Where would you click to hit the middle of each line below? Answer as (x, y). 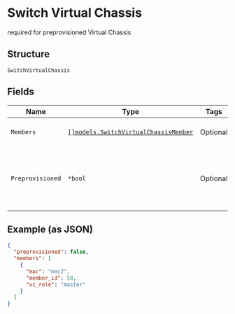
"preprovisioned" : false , (51, 252)
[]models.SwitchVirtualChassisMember (130, 132)
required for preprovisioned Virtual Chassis (69, 32)
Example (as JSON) (50, 229)
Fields (21, 92)
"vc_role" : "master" (56, 285)
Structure (29, 54)
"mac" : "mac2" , (48, 271)
